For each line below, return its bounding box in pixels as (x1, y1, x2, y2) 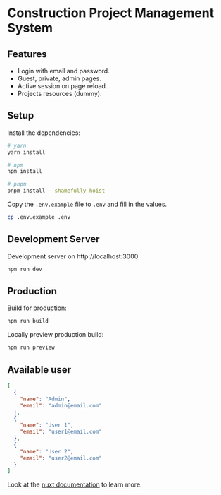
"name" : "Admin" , (20, 395, 71, 402)
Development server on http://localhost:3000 (7, 252, 139, 261)
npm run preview (7, 344, 55, 351)
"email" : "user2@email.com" (20, 454, 102, 462)
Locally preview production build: (7, 330, 104, 339)
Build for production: (7, 304, 67, 312)
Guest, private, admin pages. (17, 74, 102, 83)
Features (7, 48, 47, 60)
